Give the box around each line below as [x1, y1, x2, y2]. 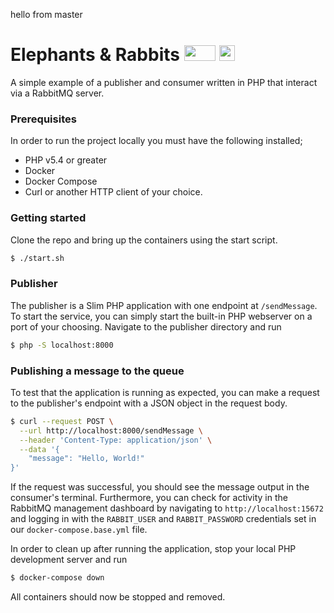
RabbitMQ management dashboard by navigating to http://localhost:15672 [10, 502, 324, 514]
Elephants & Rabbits [10, 44, 180, 66]
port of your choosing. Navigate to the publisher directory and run [10, 320, 282, 333]
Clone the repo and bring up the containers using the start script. [10, 234, 278, 246]
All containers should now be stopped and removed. [10, 591, 226, 603]
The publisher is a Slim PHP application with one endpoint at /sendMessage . [10, 299, 318, 311]
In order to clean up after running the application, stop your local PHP [10, 543, 297, 555]
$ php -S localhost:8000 [10, 340, 114, 350]
